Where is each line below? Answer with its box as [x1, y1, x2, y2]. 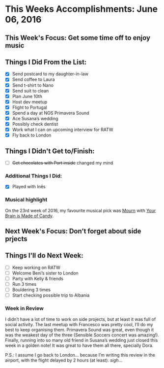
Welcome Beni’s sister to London [12, 270, 79, 276]
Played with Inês [12, 184, 46, 190]
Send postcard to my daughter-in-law [12, 71, 88, 77]
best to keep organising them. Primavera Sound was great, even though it [5, 327, 154, 333]
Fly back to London [12, 132, 52, 138]
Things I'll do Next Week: [5, 251, 83, 260]
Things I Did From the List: [5, 58, 87, 66]
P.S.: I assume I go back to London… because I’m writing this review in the [5, 352, 156, 358]
